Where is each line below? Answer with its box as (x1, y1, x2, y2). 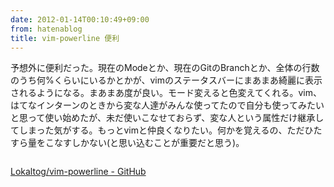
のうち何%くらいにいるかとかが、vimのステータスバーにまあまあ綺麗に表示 (10, 74, 323, 86)
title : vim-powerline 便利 (10, 33, 120, 43)
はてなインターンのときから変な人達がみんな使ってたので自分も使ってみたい (10, 99, 325, 111)
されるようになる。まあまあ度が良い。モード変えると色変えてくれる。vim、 (10, 87, 322, 99)
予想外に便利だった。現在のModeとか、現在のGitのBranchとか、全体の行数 (10, 62, 320, 74)
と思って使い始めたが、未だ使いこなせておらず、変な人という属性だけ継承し (10, 112, 325, 124)
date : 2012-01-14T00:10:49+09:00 (10, 14, 150, 25)
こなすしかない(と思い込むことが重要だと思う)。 (44, 137, 245, 149)
